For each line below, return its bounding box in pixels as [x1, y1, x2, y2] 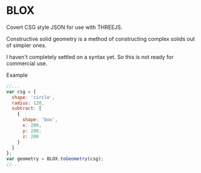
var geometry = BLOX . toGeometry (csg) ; [6, 156, 104, 162]
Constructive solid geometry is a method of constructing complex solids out [6, 35, 195, 42]
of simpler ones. [6, 42, 47, 49]
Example [6, 71, 28, 78]
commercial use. [6, 60, 48, 67]
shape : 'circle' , [11, 94, 56, 100]
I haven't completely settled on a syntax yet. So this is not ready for [6, 53, 174, 60]
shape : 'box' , [22, 117, 59, 123]
